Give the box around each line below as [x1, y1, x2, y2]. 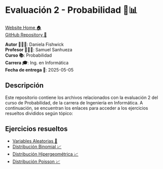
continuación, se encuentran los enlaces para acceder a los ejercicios [5, 105, 148, 111]
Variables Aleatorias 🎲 [12, 138, 58, 144]
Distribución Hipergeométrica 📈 [12, 151, 79, 157]
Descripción [5, 81, 44, 90]
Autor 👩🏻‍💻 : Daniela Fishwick [5, 41, 64, 47]
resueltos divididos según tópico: [5, 110, 74, 116]
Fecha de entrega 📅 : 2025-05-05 [5, 67, 74, 73]
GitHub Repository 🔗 [5, 31, 47, 38]
